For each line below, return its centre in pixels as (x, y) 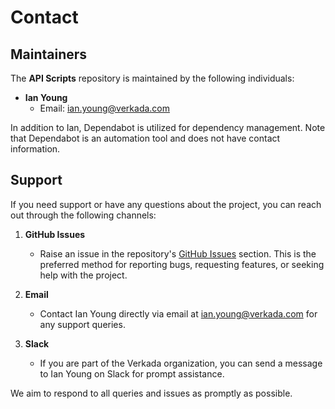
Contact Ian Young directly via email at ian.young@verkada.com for (178, 313)
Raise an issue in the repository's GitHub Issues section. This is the (178, 253)
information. (35, 149)
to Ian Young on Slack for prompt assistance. (132, 373)
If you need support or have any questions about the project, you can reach (166, 204)
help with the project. (83, 275)
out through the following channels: (83, 215)
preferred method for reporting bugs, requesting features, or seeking (182, 264)
